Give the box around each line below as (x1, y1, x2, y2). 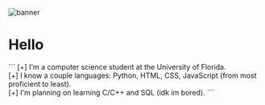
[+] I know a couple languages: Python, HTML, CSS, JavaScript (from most (8, 71, 257, 80)
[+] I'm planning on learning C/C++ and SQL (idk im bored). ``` (8, 87, 215, 97)
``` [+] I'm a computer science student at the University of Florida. (8, 62, 226, 71)
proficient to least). (8, 79, 72, 88)
